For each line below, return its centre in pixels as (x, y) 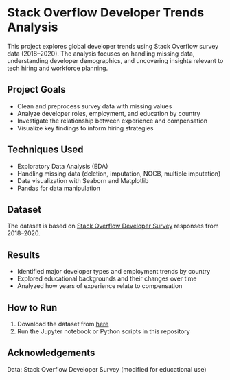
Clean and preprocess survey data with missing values (94, 106)
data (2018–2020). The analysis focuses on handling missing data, (101, 54)
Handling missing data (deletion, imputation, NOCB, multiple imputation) (119, 174)
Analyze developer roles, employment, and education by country (108, 113)
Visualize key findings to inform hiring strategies (85, 128)
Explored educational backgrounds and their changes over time (107, 278)
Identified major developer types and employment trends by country (114, 272)
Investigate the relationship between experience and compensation (112, 121)
